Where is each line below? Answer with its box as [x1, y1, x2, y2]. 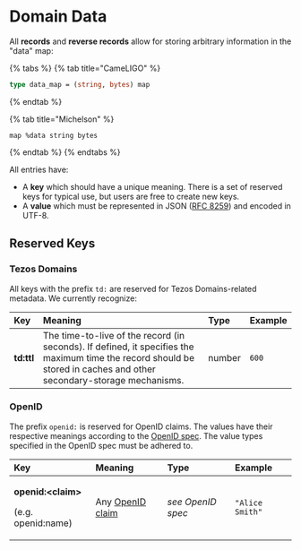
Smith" [234, 506, 262, 517]
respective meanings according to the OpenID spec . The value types [9, 430, 263, 441]
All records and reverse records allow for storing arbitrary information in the [9, 36, 292, 47]
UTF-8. [21, 210, 49, 220]
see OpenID [167, 495, 217, 508]
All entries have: [9, 164, 69, 175]
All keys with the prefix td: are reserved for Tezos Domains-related [9, 283, 257, 294]
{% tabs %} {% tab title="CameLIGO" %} [9, 63, 161, 73]
